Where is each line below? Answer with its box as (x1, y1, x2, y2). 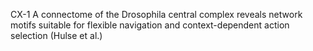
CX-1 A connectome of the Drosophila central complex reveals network (10, 9, 303, 20)
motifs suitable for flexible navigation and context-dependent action (10, 19, 290, 31)
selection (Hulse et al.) (10, 30, 103, 41)
